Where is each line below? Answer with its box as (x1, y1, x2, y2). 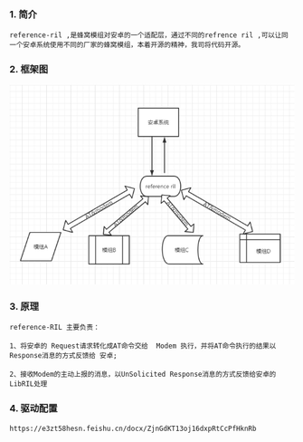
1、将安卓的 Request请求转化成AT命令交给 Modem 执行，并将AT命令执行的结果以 (9, 341, 277, 351)
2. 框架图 (9, 63, 49, 76)
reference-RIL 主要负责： (9, 323, 100, 332)
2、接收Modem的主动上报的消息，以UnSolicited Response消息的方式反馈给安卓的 (9, 370, 277, 380)
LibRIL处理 (9, 380, 48, 389)
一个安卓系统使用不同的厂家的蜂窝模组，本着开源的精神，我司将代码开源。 (9, 41, 246, 50)
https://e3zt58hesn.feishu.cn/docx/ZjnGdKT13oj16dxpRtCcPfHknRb (9, 424, 257, 434)
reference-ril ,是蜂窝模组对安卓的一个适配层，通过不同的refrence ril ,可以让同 (9, 31, 289, 40)
